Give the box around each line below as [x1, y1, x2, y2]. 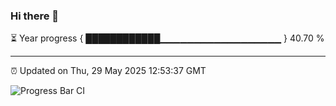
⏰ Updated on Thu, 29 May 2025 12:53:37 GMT [10, 65, 207, 77]
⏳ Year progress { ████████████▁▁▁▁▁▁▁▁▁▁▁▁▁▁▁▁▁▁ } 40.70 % [10, 32, 325, 44]
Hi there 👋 [10, 9, 60, 23]
